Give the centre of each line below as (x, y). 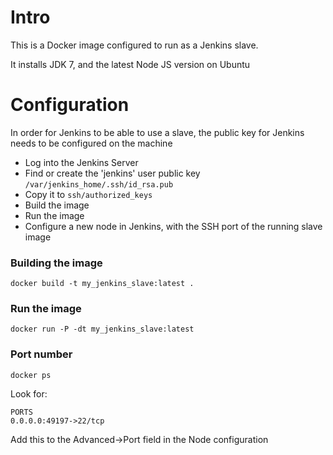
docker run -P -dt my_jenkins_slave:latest (102, 329)
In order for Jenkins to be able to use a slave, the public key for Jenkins (157, 132)
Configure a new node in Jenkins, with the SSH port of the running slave (173, 226)
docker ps (31, 375)
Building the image (56, 263)
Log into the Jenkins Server (81, 162)
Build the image (57, 205)
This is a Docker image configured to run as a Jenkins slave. (134, 45)
